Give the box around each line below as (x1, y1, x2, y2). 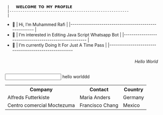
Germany (123, 94, 145, 101)
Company (30, 86, 53, 93)
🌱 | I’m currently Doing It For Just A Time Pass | (12, 42, 107, 48)
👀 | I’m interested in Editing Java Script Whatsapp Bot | (12, 32, 122, 37)
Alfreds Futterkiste (7, 94, 50, 101)
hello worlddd (62, 74, 90, 80)
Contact (89, 86, 109, 93)
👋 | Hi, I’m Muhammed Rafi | (12, 22, 68, 27)
